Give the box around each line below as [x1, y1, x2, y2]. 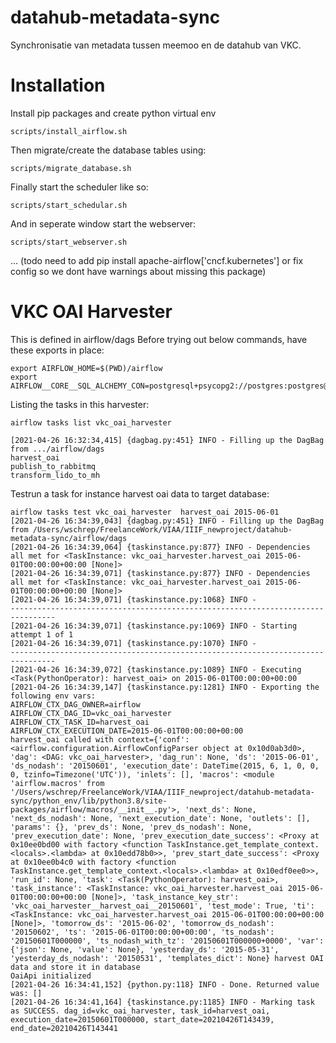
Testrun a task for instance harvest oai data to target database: [10, 487, 270, 500]
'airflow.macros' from [10, 778, 105, 788]
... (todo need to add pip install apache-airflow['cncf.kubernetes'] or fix [10, 254, 304, 266]
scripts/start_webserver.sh [10, 237, 128, 247]
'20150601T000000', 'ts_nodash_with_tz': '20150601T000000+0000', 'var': [10, 936, 325, 946]
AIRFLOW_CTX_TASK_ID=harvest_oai [10, 717, 150, 727]
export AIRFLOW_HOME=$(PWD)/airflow [10, 363, 163, 373]
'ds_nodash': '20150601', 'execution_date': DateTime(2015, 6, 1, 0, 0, [10, 761, 320, 771]
